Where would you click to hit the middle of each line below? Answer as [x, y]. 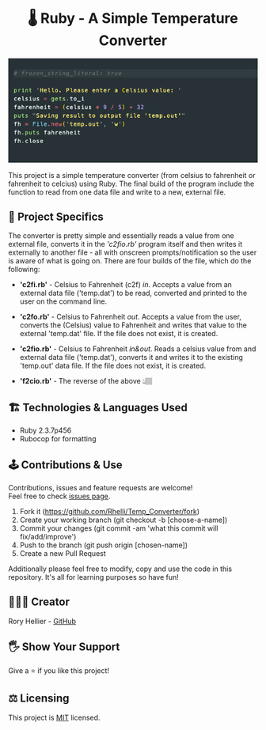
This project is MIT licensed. [54, 717]
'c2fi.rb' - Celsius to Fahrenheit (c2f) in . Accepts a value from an [125, 285]
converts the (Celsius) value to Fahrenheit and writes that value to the [133, 325]
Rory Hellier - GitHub [42, 621]
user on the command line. [63, 301]
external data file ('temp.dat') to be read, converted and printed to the [133, 293]
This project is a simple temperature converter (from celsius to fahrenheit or [132, 175]
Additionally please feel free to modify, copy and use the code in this [120, 569]
